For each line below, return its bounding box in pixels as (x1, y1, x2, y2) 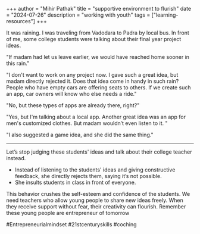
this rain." (6, 60, 30, 67)
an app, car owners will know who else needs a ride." (6, 91, 137, 97)
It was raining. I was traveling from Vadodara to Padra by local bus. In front (6, 29, 189, 36)
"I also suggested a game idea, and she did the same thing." (6, 131, 154, 138)
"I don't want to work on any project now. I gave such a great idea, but (6, 71, 179, 78)
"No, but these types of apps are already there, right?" (6, 102, 140, 109)
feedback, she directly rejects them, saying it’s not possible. (14, 173, 162, 179)
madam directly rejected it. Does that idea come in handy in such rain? (6, 77, 179, 85)
